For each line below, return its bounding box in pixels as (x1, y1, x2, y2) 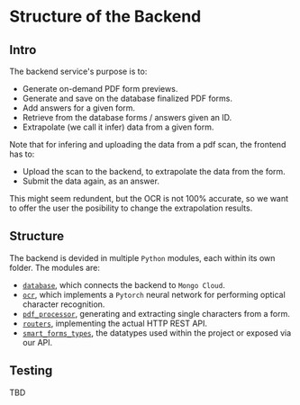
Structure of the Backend (9, 6, 202, 27)
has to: (9, 148, 35, 159)
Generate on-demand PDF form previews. (22, 84, 178, 94)
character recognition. (22, 299, 105, 310)
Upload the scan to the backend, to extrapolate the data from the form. (22, 166, 286, 176)
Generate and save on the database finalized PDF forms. (22, 93, 232, 103)
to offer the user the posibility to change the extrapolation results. (9, 202, 253, 213)
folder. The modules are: (9, 262, 101, 273)
